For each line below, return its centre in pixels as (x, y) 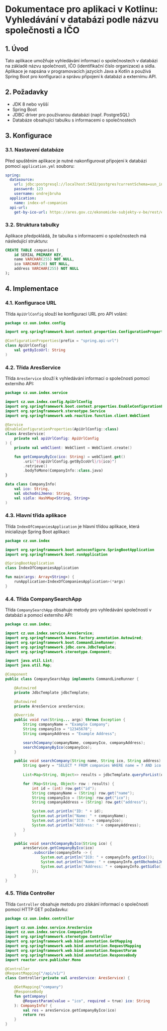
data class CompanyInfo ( (31, 484)
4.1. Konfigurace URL (31, 303)
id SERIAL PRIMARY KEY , (39, 255)
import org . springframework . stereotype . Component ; (59, 652)
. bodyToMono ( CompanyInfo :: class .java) (63, 471)
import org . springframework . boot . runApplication (56, 554)
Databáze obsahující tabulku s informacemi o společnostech (74, 120)
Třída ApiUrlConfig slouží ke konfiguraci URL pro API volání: (66, 314)
